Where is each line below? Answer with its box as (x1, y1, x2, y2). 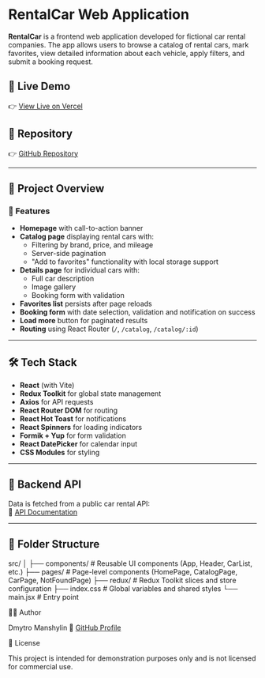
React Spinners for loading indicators (19, 423, 143, 432)
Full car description (31, 274, 95, 284)
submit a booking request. (8, 57, 93, 66)
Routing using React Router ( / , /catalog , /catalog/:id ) (19, 324, 199, 333)
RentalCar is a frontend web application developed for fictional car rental (8, 32, 246, 41)
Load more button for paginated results (19, 316, 148, 326)
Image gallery (31, 282, 77, 292)
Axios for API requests (19, 397, 94, 407)
